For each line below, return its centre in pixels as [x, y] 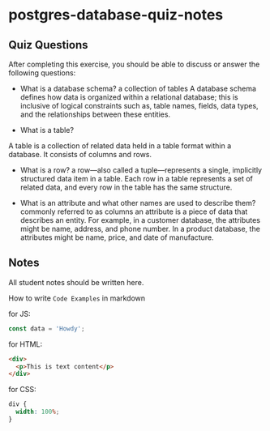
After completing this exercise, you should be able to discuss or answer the [134, 64]
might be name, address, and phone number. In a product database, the [140, 229]
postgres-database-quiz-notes [116, 15]
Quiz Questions [48, 45]
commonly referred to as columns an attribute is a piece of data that [134, 211]
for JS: [19, 314]
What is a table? [47, 130]
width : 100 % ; [38, 412]
